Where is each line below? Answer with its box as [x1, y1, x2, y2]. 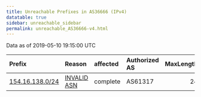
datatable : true [6, 14, 47, 20]
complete [94, 77, 121, 86]
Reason [65, 60, 87, 68]
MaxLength [165, 60, 199, 68]
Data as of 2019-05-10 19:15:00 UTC [6, 42, 96, 49]
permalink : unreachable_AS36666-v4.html [6, 25, 109, 32]
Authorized [126, 56, 160, 65]
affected [94, 60, 119, 68]
